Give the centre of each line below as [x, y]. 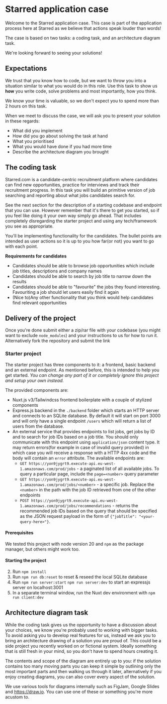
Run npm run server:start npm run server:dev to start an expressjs [81, 582]
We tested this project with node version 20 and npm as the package [75, 544]
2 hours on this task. [26, 106]
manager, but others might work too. [42, 549]
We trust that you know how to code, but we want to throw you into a [76, 80]
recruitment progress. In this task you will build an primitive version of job [80, 190]
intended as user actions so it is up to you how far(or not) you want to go [80, 241]
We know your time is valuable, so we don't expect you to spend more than [82, 101]
